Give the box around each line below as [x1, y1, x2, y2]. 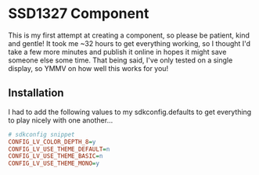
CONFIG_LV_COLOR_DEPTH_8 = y [8, 137, 96, 145]
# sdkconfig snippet [8, 130, 76, 138]
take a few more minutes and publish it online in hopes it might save [8, 47, 227, 56]
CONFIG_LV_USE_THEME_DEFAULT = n [8, 145, 110, 153]
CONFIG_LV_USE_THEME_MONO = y [8, 159, 100, 168]
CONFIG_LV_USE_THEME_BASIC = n [8, 152, 103, 160]
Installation [8, 87, 64, 100]
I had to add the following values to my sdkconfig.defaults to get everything [8, 107, 252, 116]
